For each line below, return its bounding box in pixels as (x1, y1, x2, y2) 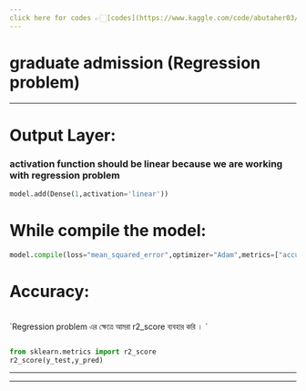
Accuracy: (9, 281, 90, 302)
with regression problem (9, 169, 120, 181)
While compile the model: (9, 221, 207, 242)
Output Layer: (9, 125, 117, 146)
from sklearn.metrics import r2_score (9, 347, 157, 356)
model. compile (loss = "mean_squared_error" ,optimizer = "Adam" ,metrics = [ (9, 250, 280, 260)
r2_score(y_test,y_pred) (9, 355, 104, 365)
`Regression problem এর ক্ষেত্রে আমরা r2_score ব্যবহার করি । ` (9, 321, 209, 332)
